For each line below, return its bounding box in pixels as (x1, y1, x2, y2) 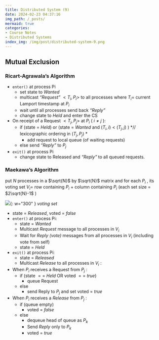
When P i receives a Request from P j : (12, 266, 88, 274)
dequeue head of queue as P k (27, 317, 88, 324)
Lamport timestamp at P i (19, 101, 70, 108)
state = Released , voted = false (12, 210, 76, 216)
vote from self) (19, 239, 50, 245)
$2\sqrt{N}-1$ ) (5, 191, 37, 196)
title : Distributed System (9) (5, 7, 70, 12)
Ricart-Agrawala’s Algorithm (5, 73, 75, 80)
